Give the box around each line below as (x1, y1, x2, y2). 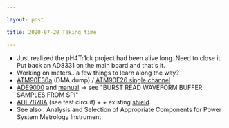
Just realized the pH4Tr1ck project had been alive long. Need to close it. (16, 53, 223, 62)
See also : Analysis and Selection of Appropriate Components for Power (16, 105, 222, 113)
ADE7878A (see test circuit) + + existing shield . (16, 98, 152, 106)
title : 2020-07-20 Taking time (6, 28, 97, 35)
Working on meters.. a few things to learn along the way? (16, 68, 179, 77)
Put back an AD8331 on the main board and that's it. (16, 61, 165, 69)
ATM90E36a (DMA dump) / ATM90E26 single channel (16, 75, 171, 84)
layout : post (6, 16, 44, 23)
